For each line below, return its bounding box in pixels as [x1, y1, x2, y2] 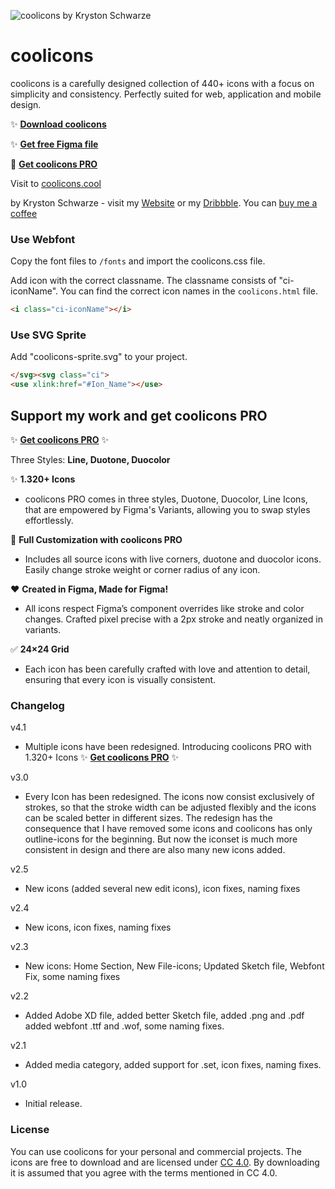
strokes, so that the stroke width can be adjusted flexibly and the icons [24, 801, 317, 814]
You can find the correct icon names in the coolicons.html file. [60, 285, 318, 297]
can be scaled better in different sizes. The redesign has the [24, 812, 273, 824]
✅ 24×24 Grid [10, 643, 70, 655]
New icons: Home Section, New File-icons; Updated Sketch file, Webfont [24, 960, 325, 972]
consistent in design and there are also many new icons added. [24, 844, 286, 856]
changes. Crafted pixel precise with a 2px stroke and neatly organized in [24, 613, 323, 625]
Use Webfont [10, 232, 76, 246]
